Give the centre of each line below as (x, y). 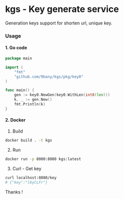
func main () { (20, 90)
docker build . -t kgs (29, 141)
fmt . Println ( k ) (30, 104)
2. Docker (15, 120)
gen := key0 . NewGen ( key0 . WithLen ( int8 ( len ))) (62, 95)
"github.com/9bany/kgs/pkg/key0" (49, 77)
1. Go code (16, 48)
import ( (14, 67)
